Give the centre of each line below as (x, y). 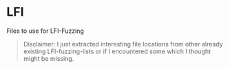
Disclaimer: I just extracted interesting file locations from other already (123, 44)
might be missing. (49, 58)
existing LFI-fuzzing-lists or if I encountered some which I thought (117, 51)
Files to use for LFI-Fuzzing (45, 31)
